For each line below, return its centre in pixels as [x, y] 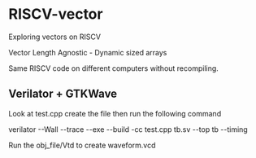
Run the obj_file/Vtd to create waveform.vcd [82, 145]
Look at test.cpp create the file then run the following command [115, 113]
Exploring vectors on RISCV [55, 37]
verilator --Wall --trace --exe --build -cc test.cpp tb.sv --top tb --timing [128, 129]
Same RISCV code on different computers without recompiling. [114, 68]
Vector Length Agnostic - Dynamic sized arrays [88, 52]
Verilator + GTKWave [63, 94]
